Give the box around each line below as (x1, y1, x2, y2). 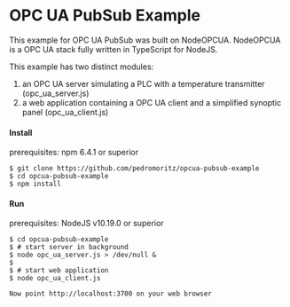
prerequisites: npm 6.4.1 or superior (9, 147, 139, 158)
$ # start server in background (9, 243, 129, 252)
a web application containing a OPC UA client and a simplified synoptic (21, 97, 282, 107)
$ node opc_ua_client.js (9, 274, 101, 283)
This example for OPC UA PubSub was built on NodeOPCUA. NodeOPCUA (9, 35, 281, 45)
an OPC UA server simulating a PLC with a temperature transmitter (21, 78, 265, 89)
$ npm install (9, 179, 62, 189)
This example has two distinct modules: (9, 61, 154, 72)
